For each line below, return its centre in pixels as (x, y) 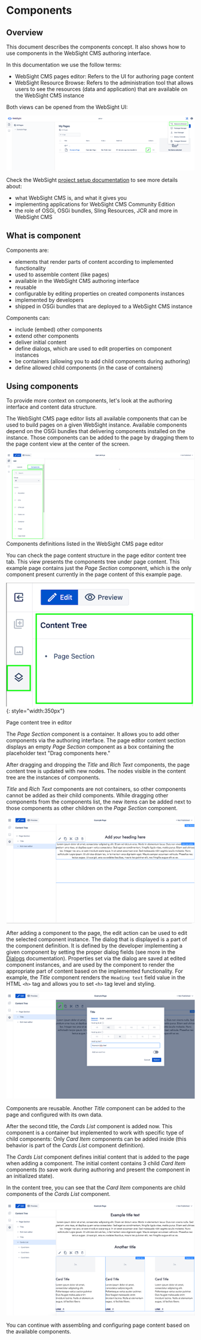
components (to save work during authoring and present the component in (98, 1170)
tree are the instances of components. (53, 778)
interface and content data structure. (51, 407)
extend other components (47, 336)
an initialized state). (30, 1175)
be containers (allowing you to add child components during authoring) (102, 361)
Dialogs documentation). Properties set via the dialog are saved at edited (96, 958)
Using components (42, 386)
